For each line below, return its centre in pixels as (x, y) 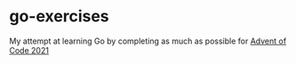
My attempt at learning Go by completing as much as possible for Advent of (148, 41)
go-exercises (59, 16)
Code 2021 (29, 50)
